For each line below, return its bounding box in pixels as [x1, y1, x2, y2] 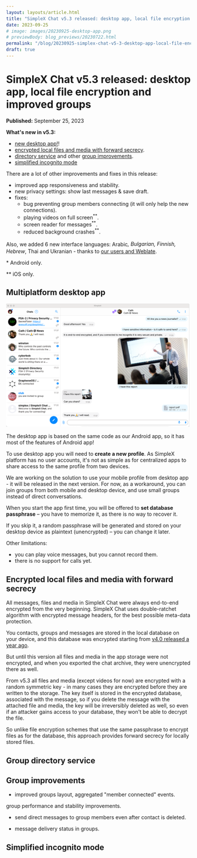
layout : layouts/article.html [6, 9, 80, 15]
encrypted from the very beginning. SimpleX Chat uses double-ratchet [6, 606, 177, 613]
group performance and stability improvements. [6, 803, 121, 810]
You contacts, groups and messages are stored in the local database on [6, 629, 180, 636]
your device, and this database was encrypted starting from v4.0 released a [6, 636, 189, 643]
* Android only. [6, 259, 43, 266]
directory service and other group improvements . [14, 152, 134, 159]
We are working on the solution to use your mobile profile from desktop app [6, 474, 189, 482]
